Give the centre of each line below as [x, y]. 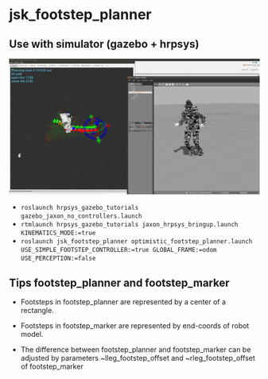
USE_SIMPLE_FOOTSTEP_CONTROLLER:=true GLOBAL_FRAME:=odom [118, 250]
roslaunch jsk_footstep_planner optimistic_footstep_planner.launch [136, 242]
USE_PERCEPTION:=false [58, 259]
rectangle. [37, 310]
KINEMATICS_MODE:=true [58, 233]
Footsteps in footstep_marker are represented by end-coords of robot [135, 325]
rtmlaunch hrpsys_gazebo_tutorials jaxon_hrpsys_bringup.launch [129, 225]
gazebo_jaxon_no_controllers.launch [81, 216]
